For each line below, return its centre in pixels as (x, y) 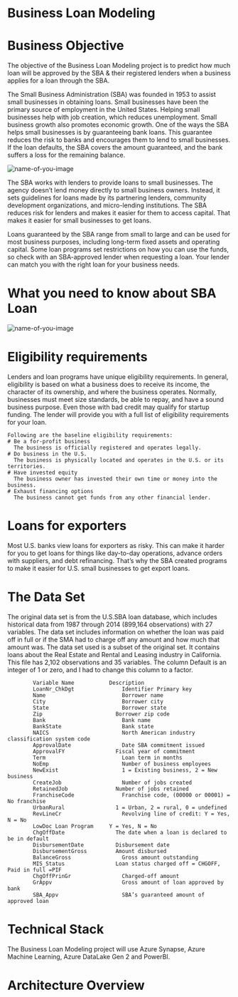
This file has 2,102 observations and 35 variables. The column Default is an (117, 662)
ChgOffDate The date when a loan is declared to (130, 832)
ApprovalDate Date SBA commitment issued (119, 745)
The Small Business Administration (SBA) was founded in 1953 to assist (112, 95)
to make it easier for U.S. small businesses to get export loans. (99, 568)
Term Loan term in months (108, 758)
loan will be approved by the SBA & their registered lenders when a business (119, 73)
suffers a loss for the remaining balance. (66, 155)
